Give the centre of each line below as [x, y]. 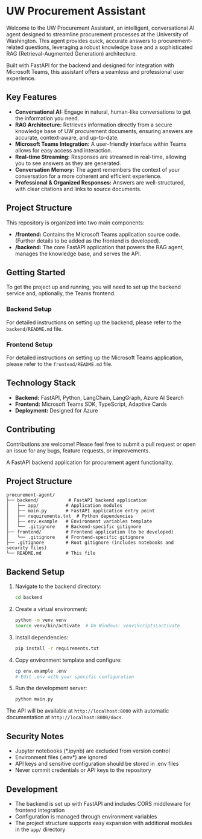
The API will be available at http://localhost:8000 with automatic [88, 711]
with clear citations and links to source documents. [78, 189]
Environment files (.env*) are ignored [61, 757]
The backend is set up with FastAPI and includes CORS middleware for [103, 803]
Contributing [31, 430]
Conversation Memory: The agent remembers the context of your [97, 169]
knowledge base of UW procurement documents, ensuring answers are [104, 131]
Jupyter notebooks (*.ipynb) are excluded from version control [92, 751]
